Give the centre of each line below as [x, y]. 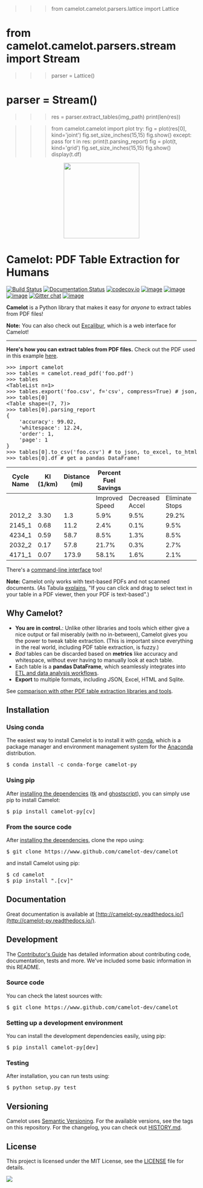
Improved [109, 498]
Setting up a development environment [65, 1023]
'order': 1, [37, 434]
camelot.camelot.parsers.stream [91, 46]
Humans [28, 273]
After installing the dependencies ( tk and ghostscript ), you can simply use [98, 793]
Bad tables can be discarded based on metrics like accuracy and [96, 653]
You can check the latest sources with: [54, 996]
